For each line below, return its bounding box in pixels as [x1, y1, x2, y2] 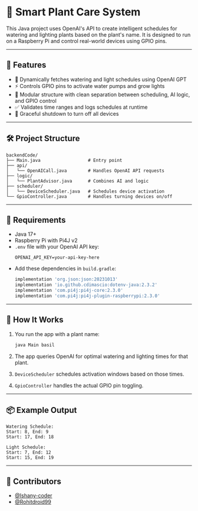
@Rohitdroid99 [14, 499, 51, 506]
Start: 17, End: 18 [6, 434, 54, 440]
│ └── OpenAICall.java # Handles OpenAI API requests [6, 168, 165, 174]
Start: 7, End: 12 [6, 450, 51, 455]
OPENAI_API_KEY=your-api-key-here [14, 255, 100, 261]
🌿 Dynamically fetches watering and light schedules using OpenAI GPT [14, 76, 187, 83]
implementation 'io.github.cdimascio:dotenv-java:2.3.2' [14, 282, 158, 288]
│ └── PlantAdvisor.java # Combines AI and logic [6, 178, 149, 184]
